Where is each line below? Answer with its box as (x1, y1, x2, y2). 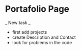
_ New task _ (5, 20, 31, 25)
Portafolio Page (5, 3, 70, 15)
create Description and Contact (12, 34, 76, 40)
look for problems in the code (12, 39, 72, 45)
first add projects (12, 29, 47, 35)
